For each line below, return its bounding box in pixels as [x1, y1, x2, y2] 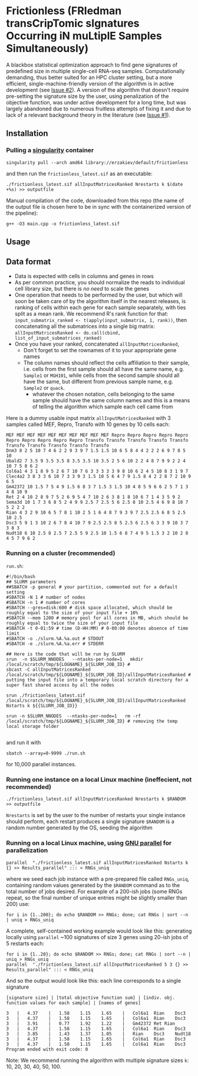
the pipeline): [6, 209, 38, 216]
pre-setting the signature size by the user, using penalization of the [6, 93, 169, 100]
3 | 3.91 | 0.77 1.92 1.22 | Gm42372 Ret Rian [6, 1021, 176, 1026]
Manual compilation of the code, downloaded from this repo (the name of [6, 196, 184, 204]
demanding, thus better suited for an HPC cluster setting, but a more [6, 74, 173, 81]
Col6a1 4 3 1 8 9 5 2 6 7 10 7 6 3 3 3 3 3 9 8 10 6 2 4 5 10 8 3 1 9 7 [6, 468, 189, 474]
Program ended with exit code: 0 [6, 1046, 88, 1052]
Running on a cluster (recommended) [6, 549, 115, 557]
